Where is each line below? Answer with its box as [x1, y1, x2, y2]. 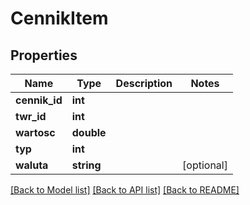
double [71, 126, 107, 139]
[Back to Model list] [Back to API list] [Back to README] [10, 184, 240, 196]
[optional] [182, 158, 228, 172]
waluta [15, 158, 49, 172]
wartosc [15, 126, 56, 139]
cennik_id [15, 93, 63, 107]
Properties [10, 47, 78, 64]
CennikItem [10, 7, 109, 30]
